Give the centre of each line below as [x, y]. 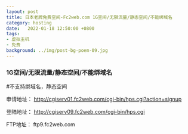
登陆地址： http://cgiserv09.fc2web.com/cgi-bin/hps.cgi [75, 112]
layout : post [22, 12]
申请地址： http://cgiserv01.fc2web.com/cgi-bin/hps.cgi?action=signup [94, 99]
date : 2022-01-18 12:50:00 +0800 [50, 28]
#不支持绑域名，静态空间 [37, 86]
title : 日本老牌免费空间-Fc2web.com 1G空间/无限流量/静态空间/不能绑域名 [90, 17]
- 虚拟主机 [18, 39]
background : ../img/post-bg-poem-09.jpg [57, 51]
